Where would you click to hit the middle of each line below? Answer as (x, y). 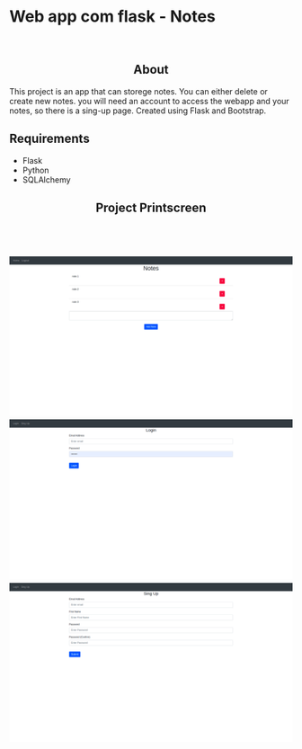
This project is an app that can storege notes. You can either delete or (138, 91)
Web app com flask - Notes (112, 17)
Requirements (49, 139)
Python (36, 170)
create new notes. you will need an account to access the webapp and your (149, 101)
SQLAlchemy (46, 179)
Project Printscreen (151, 207)
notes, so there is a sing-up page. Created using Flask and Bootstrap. (138, 111)
